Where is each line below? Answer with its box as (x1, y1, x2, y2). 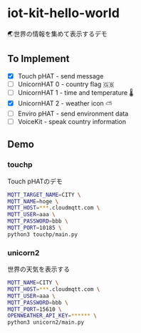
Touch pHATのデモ (7, 177, 63, 185)
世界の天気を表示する (7, 265, 70, 274)
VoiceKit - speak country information (17, 117, 127, 125)
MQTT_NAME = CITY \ (7, 280, 59, 287)
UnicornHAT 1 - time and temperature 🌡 (17, 88, 134, 97)
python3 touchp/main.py (7, 230, 78, 238)
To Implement (7, 53, 70, 65)
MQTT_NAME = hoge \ (7, 198, 59, 205)
